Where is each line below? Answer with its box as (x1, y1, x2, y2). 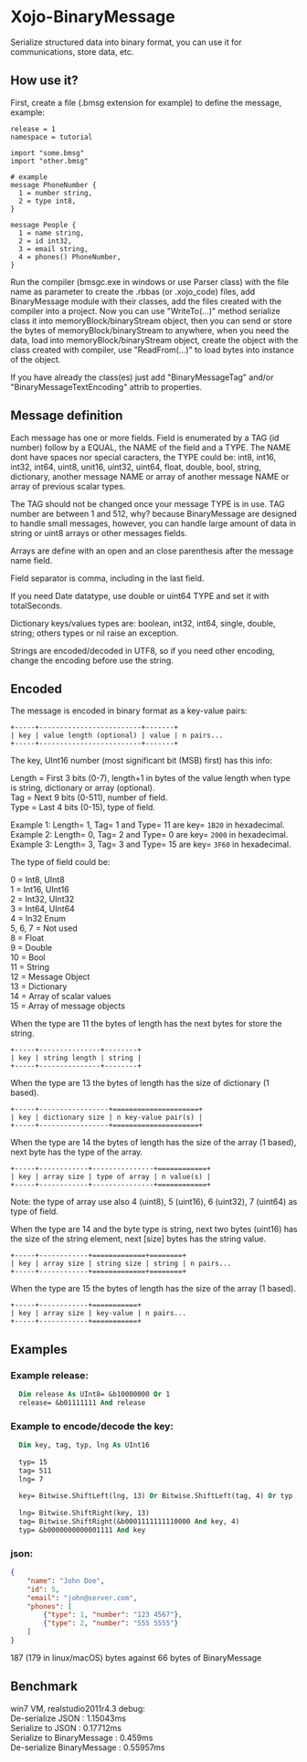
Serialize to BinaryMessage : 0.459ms (10, 1732, 153, 1743)
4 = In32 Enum (10, 913, 67, 924)
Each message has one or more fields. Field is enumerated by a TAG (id (10, 432, 280, 443)
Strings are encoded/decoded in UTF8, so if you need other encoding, (10, 645, 275, 656)
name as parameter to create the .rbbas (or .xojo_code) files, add (10, 286, 256, 297)
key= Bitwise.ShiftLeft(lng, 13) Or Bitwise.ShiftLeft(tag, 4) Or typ (18, 1492, 293, 1501)
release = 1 (10, 124, 56, 133)
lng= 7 (18, 1474, 44, 1483)
